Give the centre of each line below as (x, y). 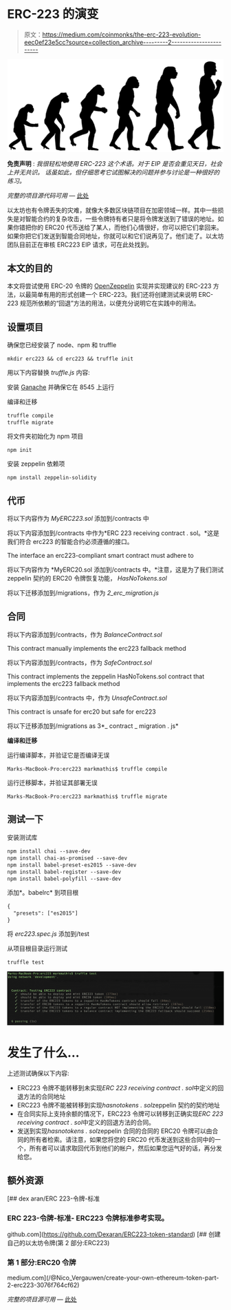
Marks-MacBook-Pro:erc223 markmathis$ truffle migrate (87, 796)
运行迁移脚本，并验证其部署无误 (52, 782)
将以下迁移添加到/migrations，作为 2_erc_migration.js (83, 592)
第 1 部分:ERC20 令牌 (42, 1262)
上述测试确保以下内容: (38, 1073)
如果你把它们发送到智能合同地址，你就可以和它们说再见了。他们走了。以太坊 (115, 236)
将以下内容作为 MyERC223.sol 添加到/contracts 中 (78, 518)
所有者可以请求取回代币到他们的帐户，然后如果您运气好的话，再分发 (125, 1148)
